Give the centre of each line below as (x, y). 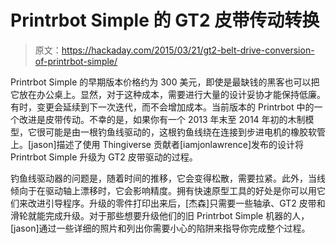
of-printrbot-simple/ (76, 61)
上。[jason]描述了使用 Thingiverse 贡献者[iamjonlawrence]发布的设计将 (157, 144)
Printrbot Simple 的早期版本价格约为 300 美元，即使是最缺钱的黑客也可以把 (165, 82)
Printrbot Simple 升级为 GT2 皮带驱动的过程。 (104, 157)
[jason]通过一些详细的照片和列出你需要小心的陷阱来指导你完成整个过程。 (160, 228)
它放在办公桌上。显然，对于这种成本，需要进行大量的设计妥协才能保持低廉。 (168, 94)
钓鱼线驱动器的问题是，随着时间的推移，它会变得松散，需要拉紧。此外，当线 (168, 178)
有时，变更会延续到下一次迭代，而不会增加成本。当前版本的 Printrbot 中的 (162, 107)
